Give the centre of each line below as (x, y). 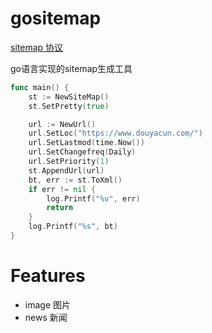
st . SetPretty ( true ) (69, 106)
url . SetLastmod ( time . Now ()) (86, 143)
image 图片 (47, 304)
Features (48, 276)
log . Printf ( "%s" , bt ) (73, 227)
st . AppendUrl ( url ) (66, 170)
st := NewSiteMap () (69, 97)
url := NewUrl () (62, 124)
